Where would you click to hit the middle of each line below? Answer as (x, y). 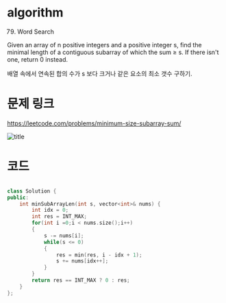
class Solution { (32, 191)
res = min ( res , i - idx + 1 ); (99, 255)
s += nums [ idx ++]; (82, 261)
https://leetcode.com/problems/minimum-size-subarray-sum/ (94, 123)
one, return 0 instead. (38, 59)
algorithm (35, 13)
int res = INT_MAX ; (60, 217)
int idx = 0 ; (50, 210)
